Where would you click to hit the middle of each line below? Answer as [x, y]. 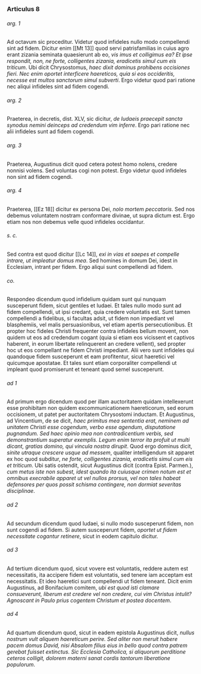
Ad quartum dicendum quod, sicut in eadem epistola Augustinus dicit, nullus [101, 633]
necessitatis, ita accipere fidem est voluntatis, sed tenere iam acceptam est [100, 574]
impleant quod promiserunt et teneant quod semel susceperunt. [85, 369]
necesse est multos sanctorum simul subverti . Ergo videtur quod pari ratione [101, 80]
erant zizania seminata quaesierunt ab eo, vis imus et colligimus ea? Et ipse [100, 55]
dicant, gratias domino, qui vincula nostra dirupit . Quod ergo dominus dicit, [100, 447]
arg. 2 [14, 100]
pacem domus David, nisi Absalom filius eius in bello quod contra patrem [97, 645]
